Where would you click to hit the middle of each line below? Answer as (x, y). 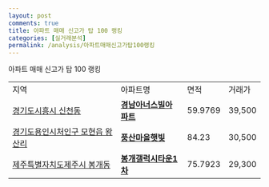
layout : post (30, 16)
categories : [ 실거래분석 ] (47, 38)
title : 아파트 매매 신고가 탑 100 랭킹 (65, 30)
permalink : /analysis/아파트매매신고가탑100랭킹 (82, 46)
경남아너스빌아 (147, 105)
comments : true (34, 23)
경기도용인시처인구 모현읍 (58, 132)
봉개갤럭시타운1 (149, 159)
